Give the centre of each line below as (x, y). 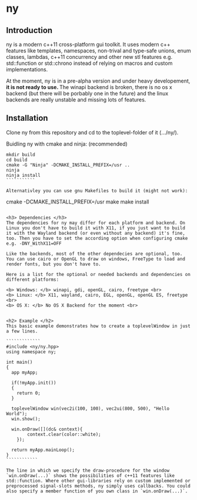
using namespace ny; (31, 352)
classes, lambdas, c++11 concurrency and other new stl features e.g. (89, 57)
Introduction (29, 30)
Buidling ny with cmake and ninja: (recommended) (67, 144)
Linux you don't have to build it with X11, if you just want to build (96, 228)
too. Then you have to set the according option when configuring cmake (97, 238)
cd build (17, 160)
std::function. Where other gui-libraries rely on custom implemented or (98, 481)
